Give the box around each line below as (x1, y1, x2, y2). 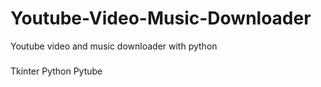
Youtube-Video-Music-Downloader (10, 7, 312, 30)
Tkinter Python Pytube (10, 65, 103, 77)
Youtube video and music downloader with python (10, 40, 218, 52)
